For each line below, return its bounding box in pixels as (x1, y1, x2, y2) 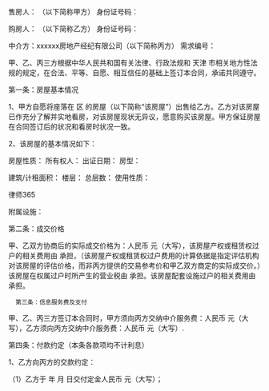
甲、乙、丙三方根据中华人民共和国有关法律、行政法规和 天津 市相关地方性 (8, 58, 251, 67)
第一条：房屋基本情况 (8, 85, 78, 94)
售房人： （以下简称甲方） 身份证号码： (8, 7, 139, 16)
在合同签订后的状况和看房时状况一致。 (8, 122, 134, 131)
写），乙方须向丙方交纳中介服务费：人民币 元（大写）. (8, 323, 184, 333)
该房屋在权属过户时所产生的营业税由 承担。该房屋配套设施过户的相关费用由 (8, 271, 256, 280)
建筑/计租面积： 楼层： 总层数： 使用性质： (8, 173, 151, 182)
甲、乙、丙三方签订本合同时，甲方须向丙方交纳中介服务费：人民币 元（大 (8, 313, 249, 322)
